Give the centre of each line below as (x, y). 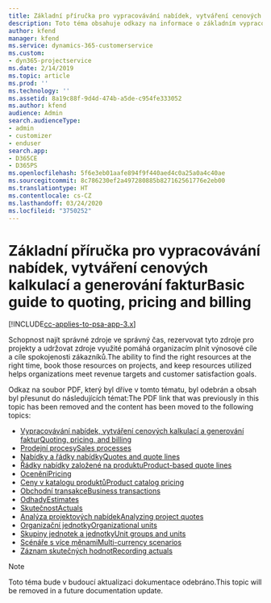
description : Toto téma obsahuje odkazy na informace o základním (122, 23)
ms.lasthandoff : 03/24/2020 (56, 203)
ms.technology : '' (39, 91)
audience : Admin (35, 114)
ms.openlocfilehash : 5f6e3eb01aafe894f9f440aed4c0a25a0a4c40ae (117, 173)
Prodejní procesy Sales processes (75, 448)
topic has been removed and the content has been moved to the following (131, 407)
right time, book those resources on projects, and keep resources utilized (130, 366)
